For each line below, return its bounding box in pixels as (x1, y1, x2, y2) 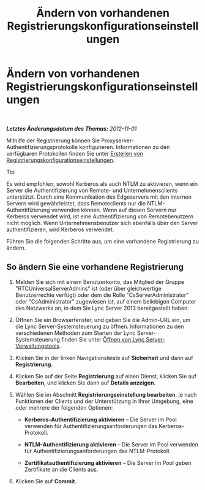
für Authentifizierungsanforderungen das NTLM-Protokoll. (24, 447, 171, 454)
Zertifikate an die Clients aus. (24, 465, 99, 473)
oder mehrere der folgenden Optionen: (15, 404, 113, 411)
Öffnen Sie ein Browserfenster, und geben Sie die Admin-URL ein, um (15, 316, 191, 323)
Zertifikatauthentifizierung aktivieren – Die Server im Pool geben (24, 459, 192, 466)
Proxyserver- (100, 137, 135, 144)
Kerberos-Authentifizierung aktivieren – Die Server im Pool (24, 416, 177, 423)
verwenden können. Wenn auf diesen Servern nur (51, 206, 177, 213)
